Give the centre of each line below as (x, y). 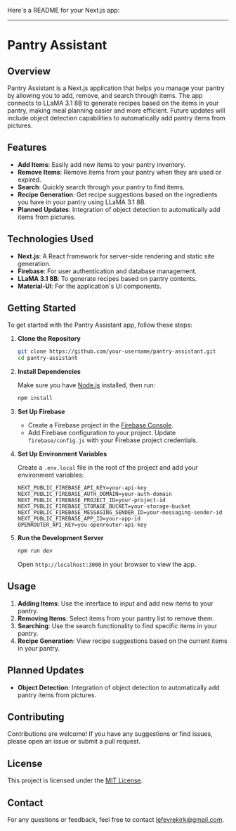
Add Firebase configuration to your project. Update (102, 433)
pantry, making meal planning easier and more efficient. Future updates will (116, 111)
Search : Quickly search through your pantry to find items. (101, 187)
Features (27, 148)
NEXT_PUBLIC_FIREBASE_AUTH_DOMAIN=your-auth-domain (94, 494)
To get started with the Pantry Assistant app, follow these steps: (100, 325)
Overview (29, 71)
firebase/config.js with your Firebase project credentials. (113, 440)
